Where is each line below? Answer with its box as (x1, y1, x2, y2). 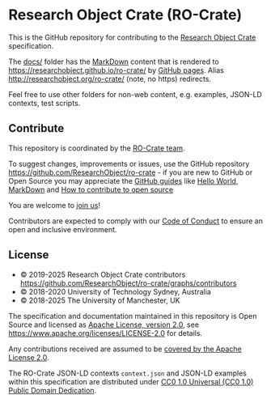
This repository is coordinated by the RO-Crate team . (8, 143, 185, 153)
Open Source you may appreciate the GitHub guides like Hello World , (8, 176, 239, 185)
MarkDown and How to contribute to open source (8, 185, 174, 194)
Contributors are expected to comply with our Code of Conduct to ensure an (8, 216, 263, 226)
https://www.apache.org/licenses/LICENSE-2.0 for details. (8, 328, 203, 337)
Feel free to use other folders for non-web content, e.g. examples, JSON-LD (8, 89, 263, 99)
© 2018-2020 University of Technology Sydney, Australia (19, 286, 212, 296)
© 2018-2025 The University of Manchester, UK (19, 295, 180, 305)
